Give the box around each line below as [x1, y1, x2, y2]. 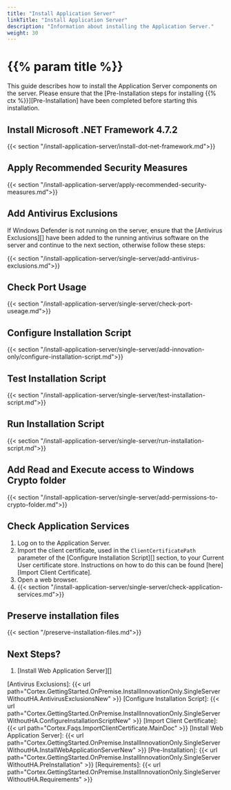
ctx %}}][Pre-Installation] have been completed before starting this [7, 97, 198, 105]
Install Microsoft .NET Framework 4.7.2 [7, 124, 178, 135]
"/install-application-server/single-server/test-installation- [40, 391, 205, 399]
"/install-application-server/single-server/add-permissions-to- [40, 493, 219, 501]
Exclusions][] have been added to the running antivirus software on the [7, 233, 209, 241]
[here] [205, 560, 224, 569]
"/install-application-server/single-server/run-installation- [40, 436, 205, 445]
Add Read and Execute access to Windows [7, 464, 194, 476]
